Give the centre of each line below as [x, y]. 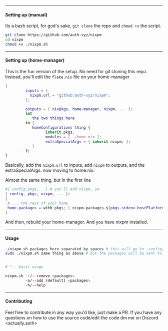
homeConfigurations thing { [61, 128]
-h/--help [35, 285]
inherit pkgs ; [60, 132]
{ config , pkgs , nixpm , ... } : [38, 194]
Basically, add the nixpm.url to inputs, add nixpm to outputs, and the [75, 165]
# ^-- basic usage [24, 267]
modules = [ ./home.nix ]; [73, 137]
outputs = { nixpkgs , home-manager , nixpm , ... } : [79, 109]
